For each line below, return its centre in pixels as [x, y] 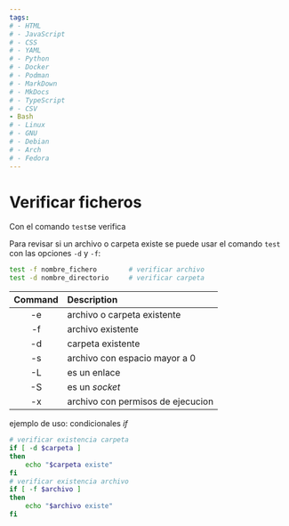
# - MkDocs [29, 92]
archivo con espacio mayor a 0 [132, 359]
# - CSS [24, 42]
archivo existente [103, 329]
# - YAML [25, 51]
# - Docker [29, 68]
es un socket [94, 387]
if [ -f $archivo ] [45, 490]
